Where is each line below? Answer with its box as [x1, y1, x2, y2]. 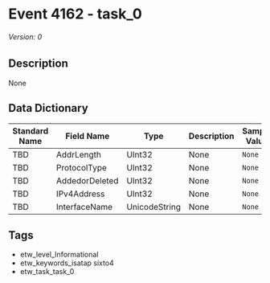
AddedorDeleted [55, 174, 119, 186]
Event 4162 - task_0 [8, 5, 142, 23]
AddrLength [55, 149, 102, 160]
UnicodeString [126, 201, 182, 212]
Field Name [65, 130, 110, 141]
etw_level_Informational [19, 250, 99, 260]
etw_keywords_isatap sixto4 [19, 258, 114, 268]
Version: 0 [8, 31, 43, 41]
